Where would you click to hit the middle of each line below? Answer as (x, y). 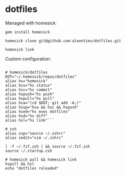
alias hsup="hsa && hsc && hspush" (42, 107)
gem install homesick (28, 32)
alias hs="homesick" (27, 81)
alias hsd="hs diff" (27, 116)
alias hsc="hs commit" (29, 90)
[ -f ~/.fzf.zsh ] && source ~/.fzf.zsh (48, 146)
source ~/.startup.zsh (29, 151)
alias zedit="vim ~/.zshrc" (34, 138)
